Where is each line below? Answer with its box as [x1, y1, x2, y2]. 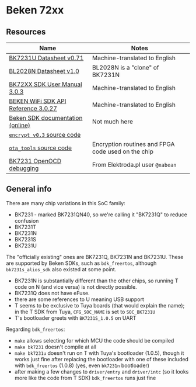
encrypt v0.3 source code [9, 131, 81, 139]
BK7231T [14, 223, 37, 230]
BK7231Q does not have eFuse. [14, 289, 90, 296]
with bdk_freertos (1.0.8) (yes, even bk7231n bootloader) [14, 362, 150, 369]
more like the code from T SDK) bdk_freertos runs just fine [14, 374, 156, 381]
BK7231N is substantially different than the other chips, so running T [14, 277, 178, 284]
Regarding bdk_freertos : [6, 326, 65, 333]
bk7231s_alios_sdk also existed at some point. [6, 265, 117, 272]
